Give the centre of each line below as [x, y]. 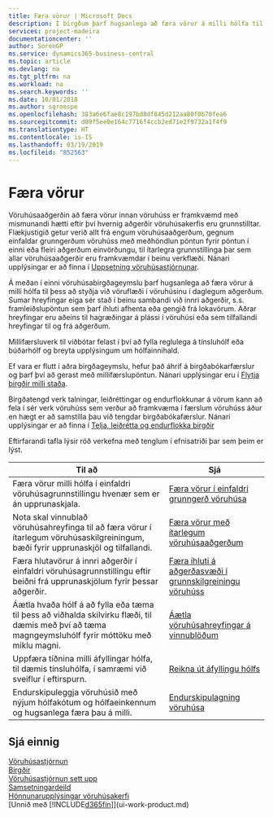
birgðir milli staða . [38, 384]
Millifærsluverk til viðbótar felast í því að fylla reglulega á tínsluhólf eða [126, 342]
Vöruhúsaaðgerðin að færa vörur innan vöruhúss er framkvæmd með [123, 215]
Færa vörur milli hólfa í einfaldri [72, 484]
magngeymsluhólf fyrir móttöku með [82, 635]
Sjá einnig [34, 742]
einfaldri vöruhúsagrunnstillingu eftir [82, 571]
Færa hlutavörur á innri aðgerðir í [75, 561]
